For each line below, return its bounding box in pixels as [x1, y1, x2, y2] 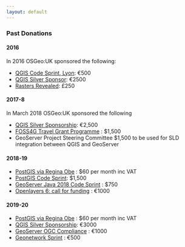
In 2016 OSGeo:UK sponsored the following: [6, 57, 116, 64]
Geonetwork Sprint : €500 [15, 234, 81, 242]
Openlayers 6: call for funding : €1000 [15, 188, 110, 195]
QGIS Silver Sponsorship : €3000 [15, 221, 97, 228]
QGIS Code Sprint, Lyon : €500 [15, 69, 91, 76]
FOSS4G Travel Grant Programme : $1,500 [15, 127, 121, 135]
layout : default [6, 8, 47, 15]
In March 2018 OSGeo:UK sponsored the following [6, 109, 132, 117]
